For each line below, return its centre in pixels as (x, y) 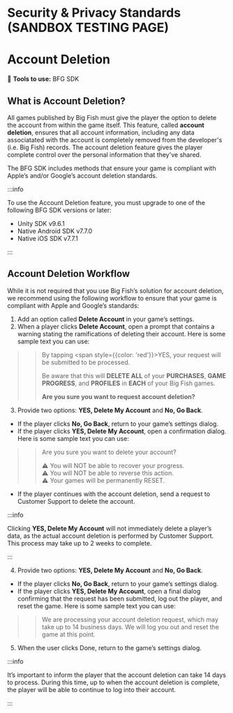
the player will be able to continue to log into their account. (92, 689)
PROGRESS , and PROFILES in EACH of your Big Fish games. (128, 383)
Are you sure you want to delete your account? (109, 452)
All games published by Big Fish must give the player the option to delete (112, 117)
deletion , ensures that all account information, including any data (101, 132)
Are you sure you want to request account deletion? (118, 396)
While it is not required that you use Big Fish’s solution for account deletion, (115, 290)
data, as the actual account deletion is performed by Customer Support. (111, 536)
